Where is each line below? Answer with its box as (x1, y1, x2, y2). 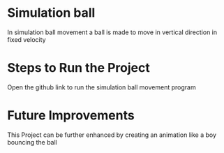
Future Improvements (7, 108, 135, 124)
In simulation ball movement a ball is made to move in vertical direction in (7, 28, 218, 36)
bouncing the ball (7, 138, 58, 146)
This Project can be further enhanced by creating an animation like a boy (7, 131, 217, 139)
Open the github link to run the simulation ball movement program (7, 82, 197, 92)
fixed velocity (7, 35, 47, 43)
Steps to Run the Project (7, 60, 150, 76)
